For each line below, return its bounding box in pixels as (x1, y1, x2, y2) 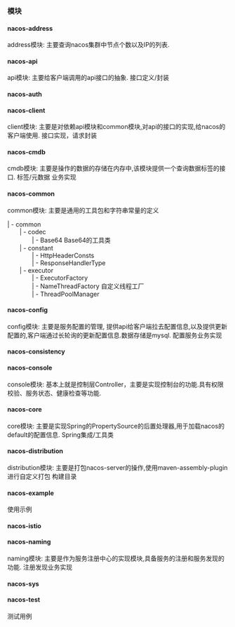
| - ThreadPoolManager (32, 290, 100, 298)
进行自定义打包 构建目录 (7, 472, 77, 480)
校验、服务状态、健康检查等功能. (7, 389, 102, 397)
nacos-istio (7, 521, 42, 530)
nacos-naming (7, 538, 51, 546)
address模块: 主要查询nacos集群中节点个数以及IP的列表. (7, 41, 170, 49)
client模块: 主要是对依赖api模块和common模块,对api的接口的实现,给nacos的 (7, 123, 226, 131)
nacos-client (7, 106, 46, 114)
